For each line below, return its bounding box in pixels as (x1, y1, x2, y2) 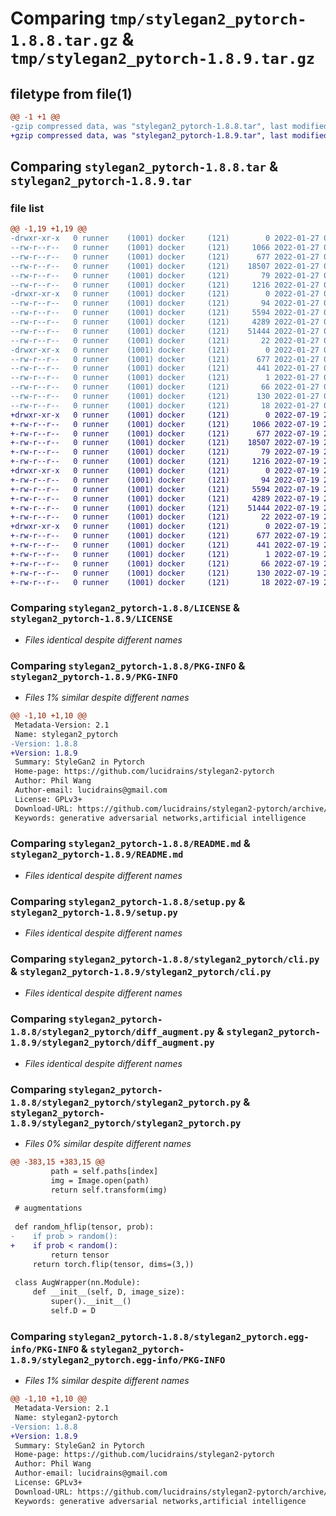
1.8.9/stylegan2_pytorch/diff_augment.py (10, 1037, 215, 1049)
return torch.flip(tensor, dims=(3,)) (32, 1259, 195, 1269)
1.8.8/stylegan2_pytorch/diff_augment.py (10, 1027, 215, 1038)
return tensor (50, 1250, 110, 1260)
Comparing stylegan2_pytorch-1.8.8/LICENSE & (10, 601, 241, 615)
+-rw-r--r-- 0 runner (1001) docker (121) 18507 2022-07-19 (10, 438, 320, 448)
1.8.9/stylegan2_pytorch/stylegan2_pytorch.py (10, 1117, 242, 1129)
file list (10, 201, 45, 215)
